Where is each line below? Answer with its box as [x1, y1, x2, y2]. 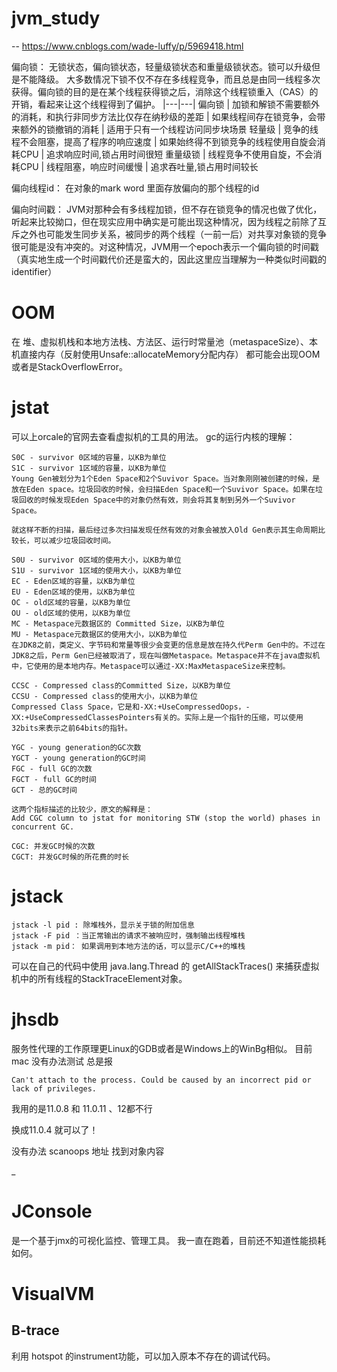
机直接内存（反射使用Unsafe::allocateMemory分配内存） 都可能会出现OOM [11, 348, 321, 360]
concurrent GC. [11, 822, 75, 832]
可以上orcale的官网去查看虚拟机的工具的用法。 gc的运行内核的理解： [11, 430, 296, 442]
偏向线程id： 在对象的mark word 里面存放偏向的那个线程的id [11, 182, 260, 194]
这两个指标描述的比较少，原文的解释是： [11, 804, 153, 814]
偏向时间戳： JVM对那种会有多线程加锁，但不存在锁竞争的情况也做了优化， [11, 203, 323, 215]
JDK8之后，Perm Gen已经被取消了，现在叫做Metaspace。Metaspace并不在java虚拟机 [11, 650, 321, 661]
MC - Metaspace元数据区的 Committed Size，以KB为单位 [11, 618, 225, 629]
